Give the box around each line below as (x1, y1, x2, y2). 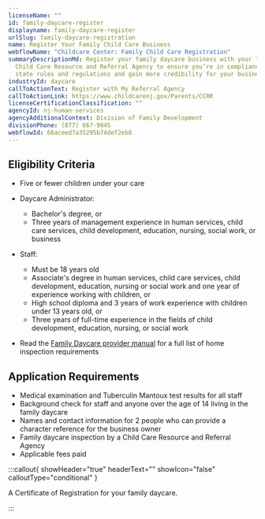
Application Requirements (8, 369, 140, 383)
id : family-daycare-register (8, 19, 104, 27)
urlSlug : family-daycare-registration (8, 33, 136, 42)
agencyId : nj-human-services (8, 107, 104, 115)
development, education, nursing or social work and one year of (31, 281, 241, 291)
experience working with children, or (31, 290, 151, 299)
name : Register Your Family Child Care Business (8, 41, 171, 49)
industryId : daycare (8, 77, 77, 85)
